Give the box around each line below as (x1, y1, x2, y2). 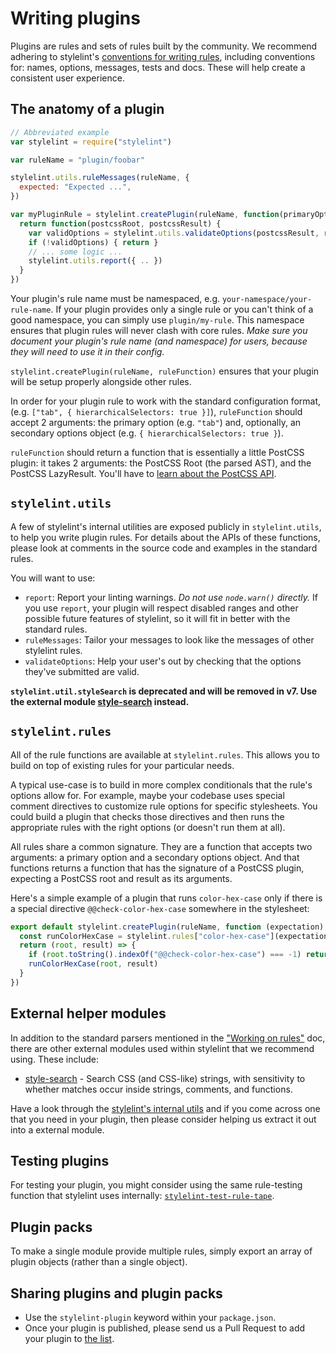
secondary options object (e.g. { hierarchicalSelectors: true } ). (10, 427, 284, 439)
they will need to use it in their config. (10, 346, 165, 357)
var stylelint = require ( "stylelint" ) (10, 137, 172, 147)
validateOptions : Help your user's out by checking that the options (24, 655, 302, 667)
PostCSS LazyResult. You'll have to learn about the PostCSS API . (10, 468, 277, 479)
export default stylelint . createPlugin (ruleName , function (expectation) (10, 922, 325, 932)
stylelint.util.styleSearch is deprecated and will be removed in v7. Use (10, 685, 318, 697)
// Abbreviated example (10, 127, 110, 137)
